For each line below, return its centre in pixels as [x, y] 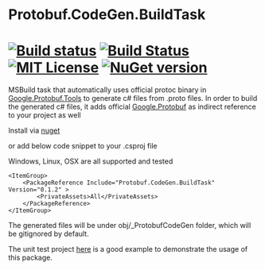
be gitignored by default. [49, 234]
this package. [31, 258]
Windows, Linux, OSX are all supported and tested [91, 161]
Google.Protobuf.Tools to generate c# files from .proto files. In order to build [133, 98]
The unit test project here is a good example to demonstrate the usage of [128, 249]
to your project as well [45, 115]
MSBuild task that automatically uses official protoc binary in [107, 90]
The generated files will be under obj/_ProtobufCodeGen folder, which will [130, 226]
